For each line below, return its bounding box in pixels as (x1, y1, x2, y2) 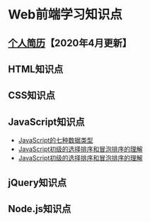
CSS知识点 (8, 89, 56, 101)
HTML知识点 (8, 63, 64, 75)
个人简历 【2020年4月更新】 (8, 37, 132, 49)
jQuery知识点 (8, 177, 67, 189)
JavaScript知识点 (8, 116, 86, 128)
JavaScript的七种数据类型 (18, 136, 94, 145)
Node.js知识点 (8, 203, 71, 215)
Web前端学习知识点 (8, 6, 122, 23)
